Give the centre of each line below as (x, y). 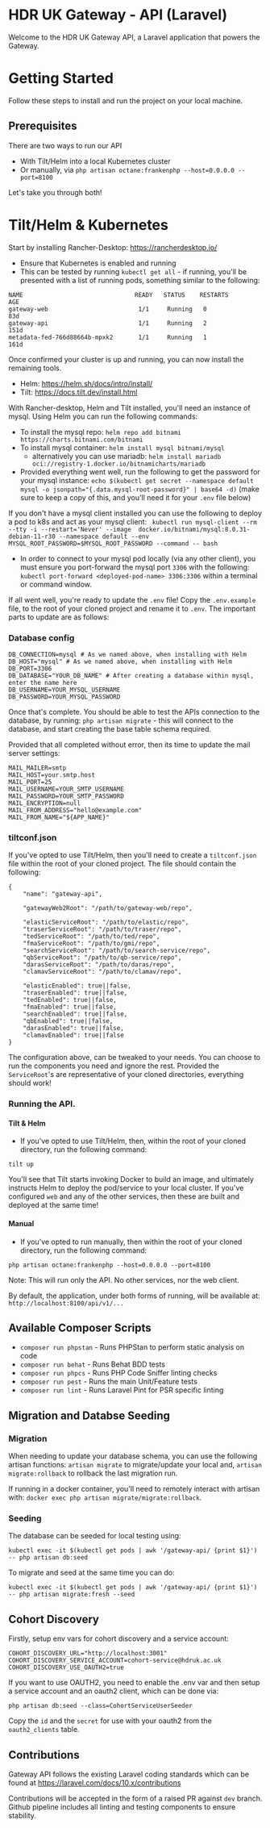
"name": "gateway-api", (63, 894)
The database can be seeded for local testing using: (95, 1536)
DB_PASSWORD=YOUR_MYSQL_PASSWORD (64, 697)
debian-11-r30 (32, 536)
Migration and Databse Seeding (89, 1415)
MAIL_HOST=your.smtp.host (52, 775)
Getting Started (61, 79)
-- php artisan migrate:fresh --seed (72, 1595)
